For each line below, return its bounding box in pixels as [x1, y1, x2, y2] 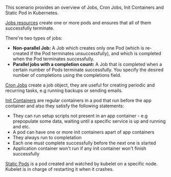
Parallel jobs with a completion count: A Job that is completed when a [12, 61, 162, 67]
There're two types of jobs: [5, 35, 63, 41]
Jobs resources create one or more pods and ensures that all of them [5, 20, 152, 26]
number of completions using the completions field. [12, 72, 121, 78]
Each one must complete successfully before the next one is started [12, 140, 157, 146]
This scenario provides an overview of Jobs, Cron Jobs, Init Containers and [5, 5, 164, 10]
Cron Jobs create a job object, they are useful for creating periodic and [5, 82, 155, 88]
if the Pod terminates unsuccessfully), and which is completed [30, 51, 162, 56]
